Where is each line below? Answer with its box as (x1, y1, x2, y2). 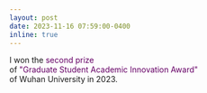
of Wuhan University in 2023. (9, 74, 119, 85)
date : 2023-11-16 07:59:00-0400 (9, 22, 130, 31)
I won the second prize (9, 55, 94, 66)
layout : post (9, 13, 58, 23)
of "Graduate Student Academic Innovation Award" (9, 64, 199, 75)
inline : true (9, 30, 58, 39)
